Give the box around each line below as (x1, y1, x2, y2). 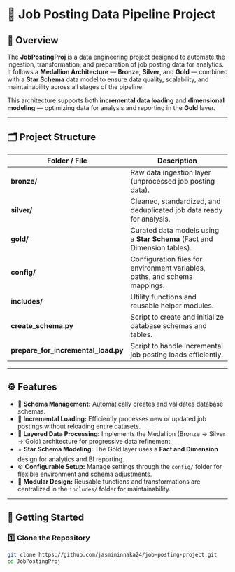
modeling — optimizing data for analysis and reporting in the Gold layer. (7, 104, 215, 111)
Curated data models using (130, 225, 220, 235)
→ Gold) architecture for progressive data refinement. (17, 437, 173, 445)
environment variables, (130, 263, 206, 273)
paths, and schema (130, 271, 194, 281)
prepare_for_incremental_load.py (10, 345, 124, 355)
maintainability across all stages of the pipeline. (7, 83, 145, 90)
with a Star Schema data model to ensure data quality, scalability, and (7, 75, 209, 83)
